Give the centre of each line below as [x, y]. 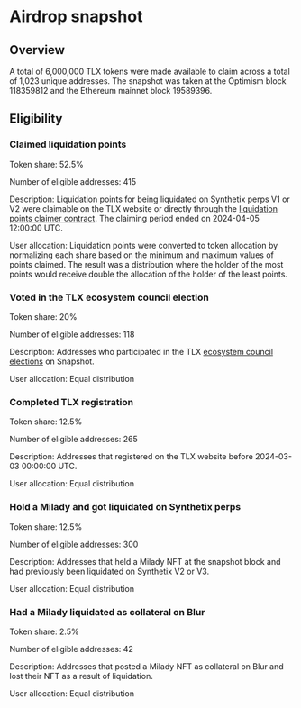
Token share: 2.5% [44, 631]
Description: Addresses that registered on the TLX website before [132, 457]
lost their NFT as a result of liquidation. [81, 676]
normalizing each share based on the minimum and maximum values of [142, 255]
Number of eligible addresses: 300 [74, 544]
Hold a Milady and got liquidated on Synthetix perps [125, 507]
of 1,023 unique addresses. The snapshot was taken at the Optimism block [148, 81]
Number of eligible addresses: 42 [71, 649]
